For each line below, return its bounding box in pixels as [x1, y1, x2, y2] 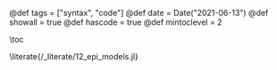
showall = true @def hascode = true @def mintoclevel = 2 [9, 17, 222, 27]
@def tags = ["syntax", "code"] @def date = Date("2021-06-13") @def [9, 8, 269, 18]
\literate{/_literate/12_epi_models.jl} [9, 51, 138, 61]
